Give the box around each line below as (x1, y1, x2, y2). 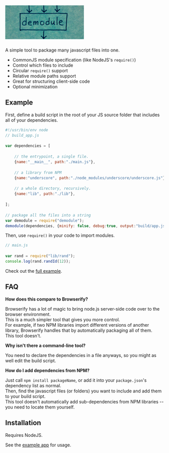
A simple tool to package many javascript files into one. (5, 47, 120, 53)
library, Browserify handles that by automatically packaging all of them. (5, 327, 152, 333)
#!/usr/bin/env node (5, 127, 49, 132)
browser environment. (5, 311, 51, 317)
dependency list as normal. (5, 382, 61, 388)
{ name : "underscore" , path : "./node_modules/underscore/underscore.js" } (14, 175, 165, 180)
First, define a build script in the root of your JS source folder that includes (5, 112, 160, 118)
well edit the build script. (5, 358, 56, 364)
